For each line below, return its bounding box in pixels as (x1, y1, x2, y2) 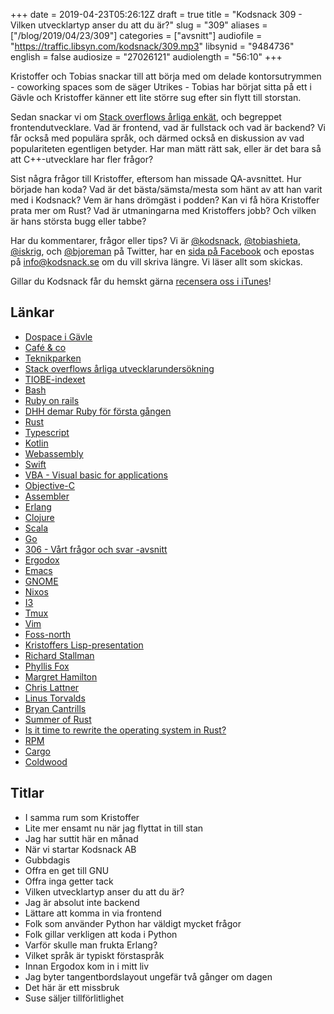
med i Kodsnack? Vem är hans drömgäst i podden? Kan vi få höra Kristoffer (10, 194, 320, 206)
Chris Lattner (24, 681, 80, 693)
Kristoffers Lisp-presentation (24, 639, 144, 651)
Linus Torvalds (24, 692, 86, 704)
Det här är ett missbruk (24, 981, 120, 993)
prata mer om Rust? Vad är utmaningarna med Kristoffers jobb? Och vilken (10, 205, 317, 216)
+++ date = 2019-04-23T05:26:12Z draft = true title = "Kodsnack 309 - (10, 9, 303, 20)
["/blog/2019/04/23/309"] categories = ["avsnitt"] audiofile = (10, 30, 263, 41)
